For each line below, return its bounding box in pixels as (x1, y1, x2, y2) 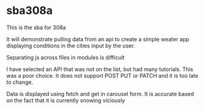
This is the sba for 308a (6, 24, 66, 31)
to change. (6, 78, 33, 86)
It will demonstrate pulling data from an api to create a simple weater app (6, 35, 190, 43)
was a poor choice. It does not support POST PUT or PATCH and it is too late (6, 72, 199, 79)
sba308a (6, 4, 53, 18)
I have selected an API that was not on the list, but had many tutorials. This (6, 65, 194, 73)
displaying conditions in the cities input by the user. (6, 42, 135, 49)
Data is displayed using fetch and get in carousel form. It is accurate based (6, 90, 194, 97)
